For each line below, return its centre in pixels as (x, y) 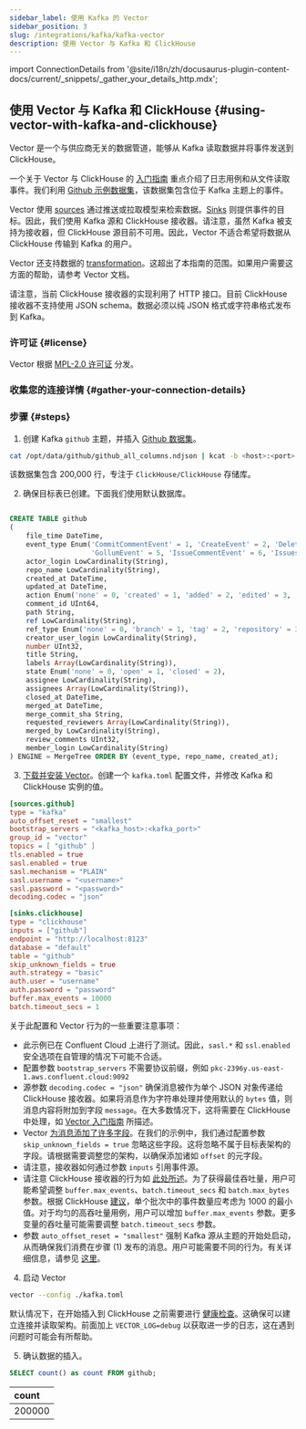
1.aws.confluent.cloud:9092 (76, 1077)
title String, (52, 655)
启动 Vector (44, 1278)
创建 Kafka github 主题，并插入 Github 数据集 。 (112, 438)
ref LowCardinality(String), (81, 621)
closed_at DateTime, (65, 697)
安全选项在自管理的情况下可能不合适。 (94, 1056)
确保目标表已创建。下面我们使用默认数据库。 (107, 494)
